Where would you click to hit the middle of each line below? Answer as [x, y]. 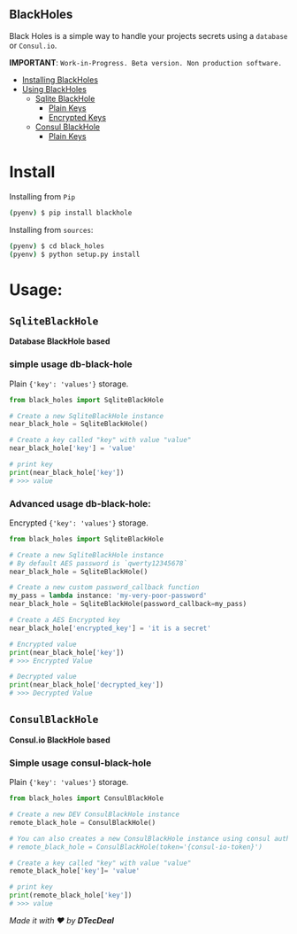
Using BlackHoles [54, 89]
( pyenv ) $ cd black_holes [57, 246]
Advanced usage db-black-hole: [80, 503]
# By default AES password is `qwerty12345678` [99, 563]
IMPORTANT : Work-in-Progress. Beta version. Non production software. [146, 62]
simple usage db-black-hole [71, 364]
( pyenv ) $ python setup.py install [75, 254]
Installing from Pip [42, 196]
